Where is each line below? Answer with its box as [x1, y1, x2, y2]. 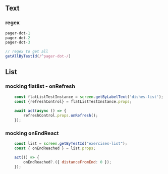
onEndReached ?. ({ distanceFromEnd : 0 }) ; [23, 159, 112, 164]
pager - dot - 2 [5, 35, 30, 40]
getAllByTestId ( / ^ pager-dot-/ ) [5, 54, 71, 59]
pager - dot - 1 [5, 30, 30, 36]
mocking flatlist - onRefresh [5, 83, 76, 90]
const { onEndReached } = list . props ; [14, 146, 96, 151]
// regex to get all [5, 49, 49, 54]
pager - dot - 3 [5, 40, 30, 45]
